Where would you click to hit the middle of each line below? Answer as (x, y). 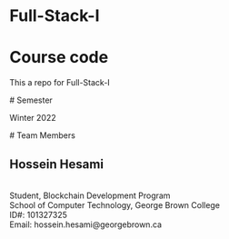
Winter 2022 (33, 118)
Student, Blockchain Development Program (90, 195)
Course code (59, 58)
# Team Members (42, 135)
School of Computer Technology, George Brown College (115, 204)
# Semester (31, 100)
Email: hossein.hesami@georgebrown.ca (85, 224)
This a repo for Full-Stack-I (60, 83)
